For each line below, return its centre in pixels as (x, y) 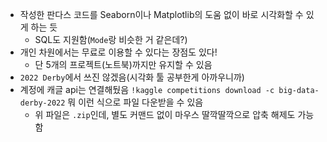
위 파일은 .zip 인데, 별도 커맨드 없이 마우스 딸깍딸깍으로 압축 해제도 (165, 114)
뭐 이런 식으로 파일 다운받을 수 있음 (135, 102)
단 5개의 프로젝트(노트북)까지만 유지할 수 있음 (123, 64)
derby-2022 (42, 103)
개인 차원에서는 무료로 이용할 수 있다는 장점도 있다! (118, 52)
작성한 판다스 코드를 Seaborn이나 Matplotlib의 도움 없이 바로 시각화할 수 (161, 14)
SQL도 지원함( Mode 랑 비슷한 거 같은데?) (111, 39)
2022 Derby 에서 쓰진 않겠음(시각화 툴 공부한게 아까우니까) (132, 77)
